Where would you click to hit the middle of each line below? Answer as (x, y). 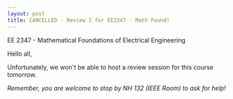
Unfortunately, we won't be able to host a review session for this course (111, 67)
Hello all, (20, 54)
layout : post (26, 14)
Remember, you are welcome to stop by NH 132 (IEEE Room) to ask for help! (117, 88)
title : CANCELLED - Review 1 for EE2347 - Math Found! (89, 20)
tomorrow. (22, 75)
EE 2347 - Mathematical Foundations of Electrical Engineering (97, 40)
